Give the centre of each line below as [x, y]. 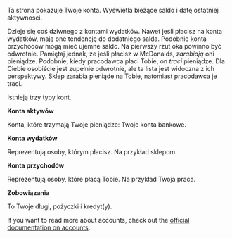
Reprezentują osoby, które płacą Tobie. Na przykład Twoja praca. [102, 179]
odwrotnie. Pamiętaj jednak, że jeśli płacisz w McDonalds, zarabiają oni [111, 54]
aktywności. [25, 18]
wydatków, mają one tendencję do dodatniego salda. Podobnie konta [107, 39]
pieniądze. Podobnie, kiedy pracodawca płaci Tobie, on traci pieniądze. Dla [116, 61]
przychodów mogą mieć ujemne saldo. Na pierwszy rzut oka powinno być [115, 46]
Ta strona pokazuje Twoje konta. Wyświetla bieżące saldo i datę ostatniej [113, 10]
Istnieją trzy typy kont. [39, 97]
